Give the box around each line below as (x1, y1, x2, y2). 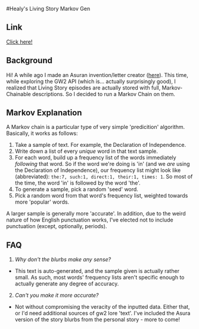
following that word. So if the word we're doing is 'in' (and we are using (14, 161, 190, 168)
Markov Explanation (6, 107, 82, 118)
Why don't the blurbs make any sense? (14, 256, 111, 263)
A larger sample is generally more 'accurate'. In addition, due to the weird (6, 210, 186, 217)
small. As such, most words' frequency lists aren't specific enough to (14, 274, 185, 281)
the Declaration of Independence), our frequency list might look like (14, 167, 181, 174)
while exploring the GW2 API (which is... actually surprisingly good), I (6, 78, 176, 85)
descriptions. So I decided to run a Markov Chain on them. (32, 90, 176, 97)
